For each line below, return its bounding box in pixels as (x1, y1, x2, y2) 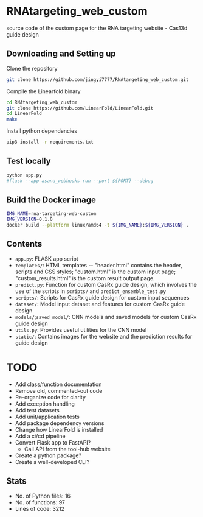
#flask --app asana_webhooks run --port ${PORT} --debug (6, 178, 154, 184)
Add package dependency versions (15, 419, 105, 427)
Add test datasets (15, 406, 60, 413)
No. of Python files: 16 (15, 492, 71, 499)
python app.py (6, 172, 43, 178)
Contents (6, 239, 43, 249)
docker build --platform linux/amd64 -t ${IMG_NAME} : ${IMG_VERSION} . (6, 222, 189, 228)
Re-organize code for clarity (15, 393, 86, 401)
